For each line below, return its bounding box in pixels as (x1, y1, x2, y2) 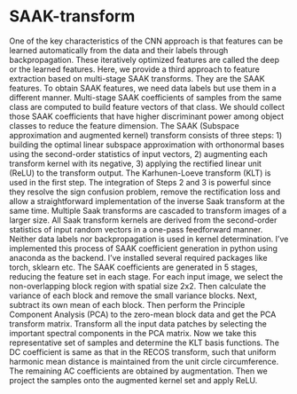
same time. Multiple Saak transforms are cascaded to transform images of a (9, 205, 287, 216)
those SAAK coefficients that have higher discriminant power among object (9, 111, 285, 122)
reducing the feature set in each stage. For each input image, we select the (9, 271, 284, 281)
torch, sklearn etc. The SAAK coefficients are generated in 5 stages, (9, 262, 258, 272)
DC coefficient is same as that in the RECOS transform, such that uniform (9, 346, 277, 357)
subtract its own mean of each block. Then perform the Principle (9, 299, 246, 310)
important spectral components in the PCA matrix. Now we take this (9, 327, 257, 338)
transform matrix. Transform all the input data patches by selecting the (9, 318, 268, 329)
